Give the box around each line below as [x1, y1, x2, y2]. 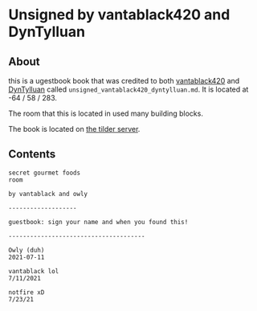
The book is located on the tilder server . [8, 125, 141, 133]
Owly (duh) [8, 246, 45, 254]
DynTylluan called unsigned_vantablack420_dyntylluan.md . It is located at [8, 84, 249, 94]
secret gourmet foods [8, 169, 81, 177]
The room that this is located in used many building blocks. [8, 108, 203, 118]
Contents [8, 147, 56, 162]
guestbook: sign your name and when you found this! [8, 218, 189, 226]
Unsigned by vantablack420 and [8, 6, 230, 24]
